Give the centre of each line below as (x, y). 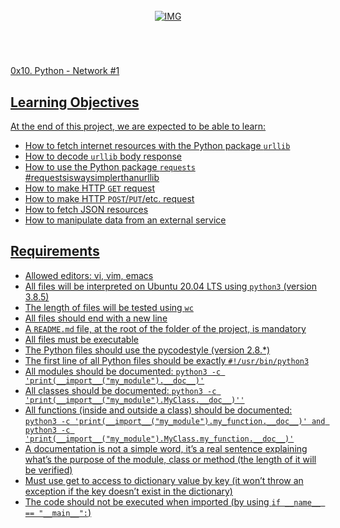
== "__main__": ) (58, 512)
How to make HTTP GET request (90, 188)
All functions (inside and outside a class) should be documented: (158, 410)
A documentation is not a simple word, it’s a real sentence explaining (166, 448)
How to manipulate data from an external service (125, 220)
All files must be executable (81, 339)
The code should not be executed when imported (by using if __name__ (173, 501)
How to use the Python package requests (110, 167)
